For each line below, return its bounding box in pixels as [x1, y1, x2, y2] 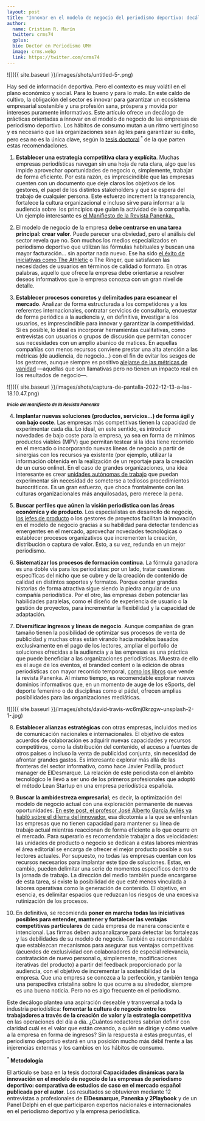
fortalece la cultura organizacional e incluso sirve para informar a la [15, 199, 185, 207]
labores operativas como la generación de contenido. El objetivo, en [15, 885, 187, 892]
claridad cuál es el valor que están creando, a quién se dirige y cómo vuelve [7, 1025, 198, 1032]
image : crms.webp [12, 49, 57, 55]
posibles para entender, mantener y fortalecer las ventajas [15, 916, 167, 923]
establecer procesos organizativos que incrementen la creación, [15, 534, 177, 542]
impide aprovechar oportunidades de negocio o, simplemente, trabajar [15, 167, 193, 174]
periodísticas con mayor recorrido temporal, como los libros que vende [15, 668, 194, 675]
